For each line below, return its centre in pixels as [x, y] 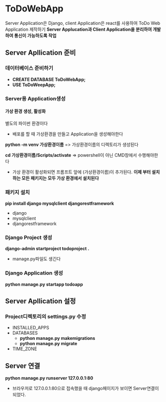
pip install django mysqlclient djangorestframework [60, 203]
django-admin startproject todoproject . [47, 249]
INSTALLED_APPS [31, 328]
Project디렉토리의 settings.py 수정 [45, 316]
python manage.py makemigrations [57, 338]
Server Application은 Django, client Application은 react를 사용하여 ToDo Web [83, 23]
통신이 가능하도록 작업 [35, 35]
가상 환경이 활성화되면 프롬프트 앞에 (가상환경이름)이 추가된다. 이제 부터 [82, 172]
